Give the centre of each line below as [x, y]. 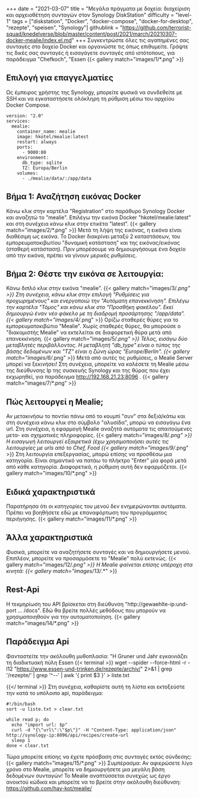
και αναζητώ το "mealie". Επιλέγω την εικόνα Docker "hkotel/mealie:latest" [99, 217]
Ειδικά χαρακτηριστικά [51, 492]
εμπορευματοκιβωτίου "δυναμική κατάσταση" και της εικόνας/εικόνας [93, 242]
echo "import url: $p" [40, 725]
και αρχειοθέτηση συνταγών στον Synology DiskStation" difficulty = [90, 15]
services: [18, 121]
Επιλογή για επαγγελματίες [60, 78]
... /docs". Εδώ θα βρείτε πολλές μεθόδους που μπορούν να [92, 610]
